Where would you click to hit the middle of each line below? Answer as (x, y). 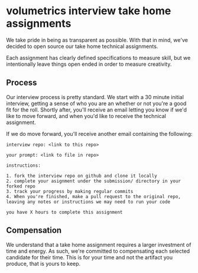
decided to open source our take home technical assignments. (82, 46)
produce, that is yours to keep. (43, 264)
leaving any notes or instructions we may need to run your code (88, 202)
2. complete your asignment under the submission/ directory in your (94, 181)
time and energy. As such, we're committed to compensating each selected (98, 251)
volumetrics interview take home (89, 11)
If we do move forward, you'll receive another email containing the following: (99, 134)
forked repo (21, 186)
